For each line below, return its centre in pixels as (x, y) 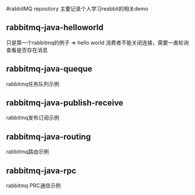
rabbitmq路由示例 (28, 152)
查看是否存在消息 (27, 50)
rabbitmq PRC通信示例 (33, 186)
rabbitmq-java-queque (49, 69)
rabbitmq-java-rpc (41, 170)
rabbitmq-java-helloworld (55, 27)
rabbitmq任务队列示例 (33, 84)
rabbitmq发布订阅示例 (33, 118)
